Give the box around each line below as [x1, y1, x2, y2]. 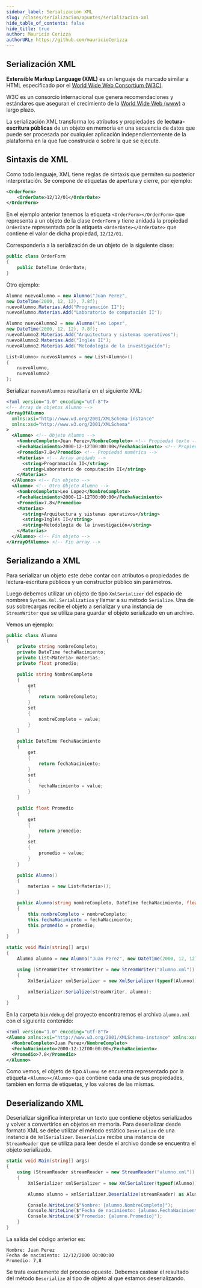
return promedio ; [38, 828, 82, 834]
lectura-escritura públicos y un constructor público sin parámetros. [6, 578, 173, 585]
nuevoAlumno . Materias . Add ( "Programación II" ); [6, 304, 125, 310]
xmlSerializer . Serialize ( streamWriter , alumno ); [28, 989, 152, 995]
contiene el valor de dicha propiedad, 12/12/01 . [6, 230, 123, 237]
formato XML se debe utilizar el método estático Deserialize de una [6, 1127, 176, 1134]
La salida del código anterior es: [6, 1235, 86, 1243]
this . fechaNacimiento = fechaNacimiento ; [28, 916, 133, 923]
